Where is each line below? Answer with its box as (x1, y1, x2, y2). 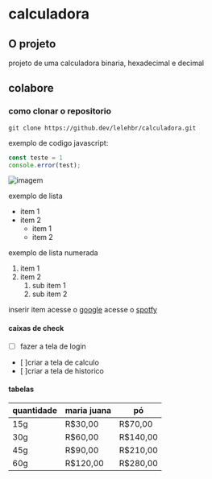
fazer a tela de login (19, 341, 86, 351)
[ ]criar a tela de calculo (19, 357, 99, 367)
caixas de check (8, 324, 64, 333)
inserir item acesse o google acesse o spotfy (8, 305, 157, 315)
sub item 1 (31, 281, 66, 291)
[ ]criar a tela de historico (19, 365, 105, 375)
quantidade (12, 404, 58, 415)
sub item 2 (31, 289, 68, 299)
